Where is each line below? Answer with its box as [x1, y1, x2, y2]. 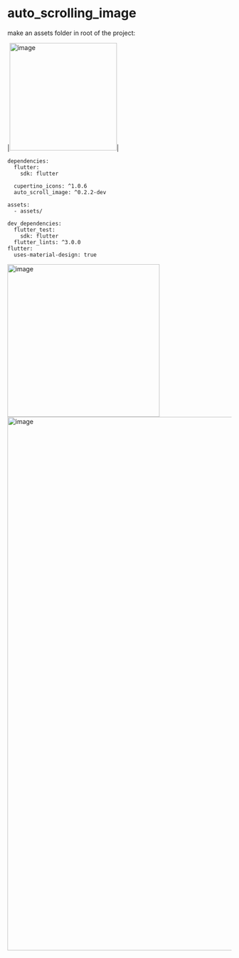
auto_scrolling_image [7, 5, 137, 21]
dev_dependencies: [7, 220, 62, 227]
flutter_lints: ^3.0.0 [14, 238, 81, 246]
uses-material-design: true [14, 251, 97, 258]
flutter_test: [14, 226, 55, 233]
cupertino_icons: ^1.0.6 [14, 182, 87, 190]
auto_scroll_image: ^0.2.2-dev [14, 188, 107, 196]
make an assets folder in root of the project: [7, 29, 136, 37]
